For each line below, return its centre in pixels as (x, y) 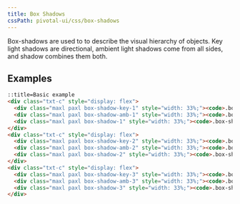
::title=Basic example (41, 95)
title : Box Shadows (36, 14)
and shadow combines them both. (57, 56)
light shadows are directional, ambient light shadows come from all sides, (115, 49)
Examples (30, 78)
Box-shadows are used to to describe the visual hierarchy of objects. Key (115, 41)
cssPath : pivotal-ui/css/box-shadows (64, 21)
